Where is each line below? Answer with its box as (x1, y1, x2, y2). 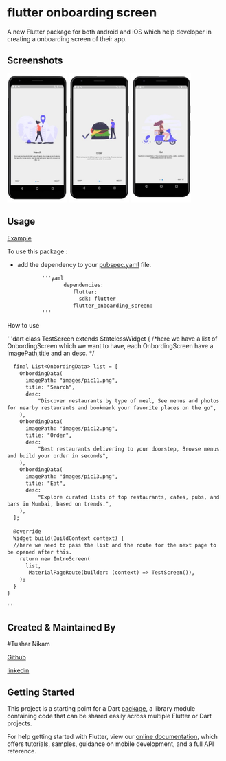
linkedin (7, 666, 30, 674)
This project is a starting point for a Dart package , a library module (7, 705, 196, 713)
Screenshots (7, 55, 63, 67)
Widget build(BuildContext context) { (13, 534, 125, 542)
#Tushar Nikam (7, 640, 50, 648)
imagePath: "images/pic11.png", (25, 376, 118, 384)
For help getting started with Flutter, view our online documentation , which (7, 733, 218, 741)
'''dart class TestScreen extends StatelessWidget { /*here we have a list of (7, 334, 218, 343)
